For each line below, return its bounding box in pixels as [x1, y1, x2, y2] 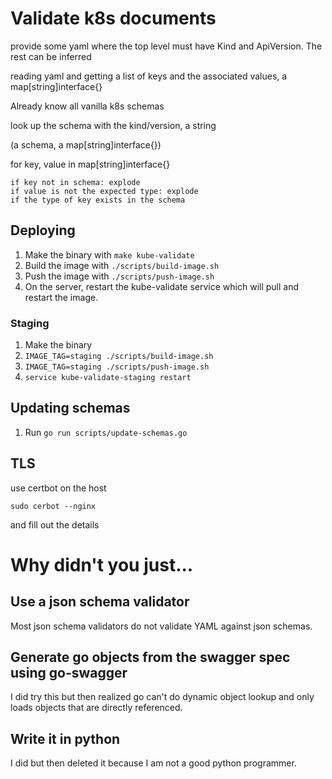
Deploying [10, 222, 76, 239]
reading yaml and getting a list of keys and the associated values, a [10, 70, 288, 82]
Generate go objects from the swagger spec [10, 649, 291, 666]
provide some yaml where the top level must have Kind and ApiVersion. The [10, 40, 323, 52]
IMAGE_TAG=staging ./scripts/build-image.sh [24, 352, 214, 362]
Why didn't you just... [10, 553, 194, 576]
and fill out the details [10, 518, 100, 531]
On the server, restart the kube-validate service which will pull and [24, 280, 300, 292]
